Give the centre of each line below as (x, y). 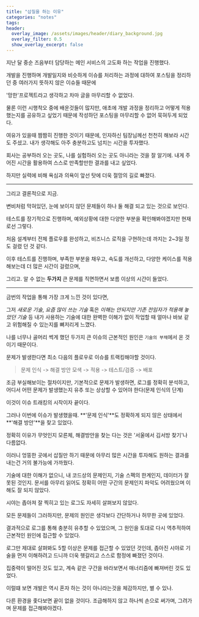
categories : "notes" (32, 17)
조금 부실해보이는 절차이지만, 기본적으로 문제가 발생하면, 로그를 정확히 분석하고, (98, 382)
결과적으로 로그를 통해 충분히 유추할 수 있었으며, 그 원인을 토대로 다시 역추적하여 (99, 528)
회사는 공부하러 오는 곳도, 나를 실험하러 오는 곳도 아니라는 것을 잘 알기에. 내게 (95, 155)
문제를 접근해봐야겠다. (38, 608)
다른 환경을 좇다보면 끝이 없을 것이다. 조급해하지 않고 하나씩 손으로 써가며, (91, 600)
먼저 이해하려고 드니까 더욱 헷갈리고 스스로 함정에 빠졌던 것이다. (90, 555)
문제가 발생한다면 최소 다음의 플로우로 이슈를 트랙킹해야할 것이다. (81, 357)
